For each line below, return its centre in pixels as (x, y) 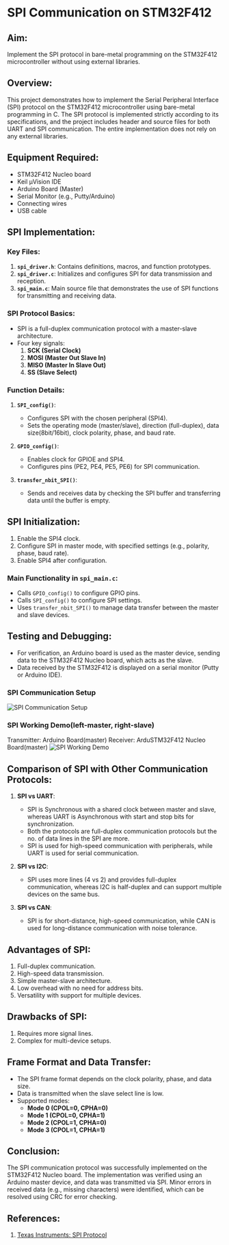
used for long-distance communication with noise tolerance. (112, 928)
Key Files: (24, 252)
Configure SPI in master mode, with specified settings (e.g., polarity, (113, 546)
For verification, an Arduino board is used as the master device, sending (118, 653)
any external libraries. (38, 136)
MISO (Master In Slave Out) (66, 365)
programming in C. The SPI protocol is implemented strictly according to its (113, 114)
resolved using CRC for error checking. (62, 1197)
